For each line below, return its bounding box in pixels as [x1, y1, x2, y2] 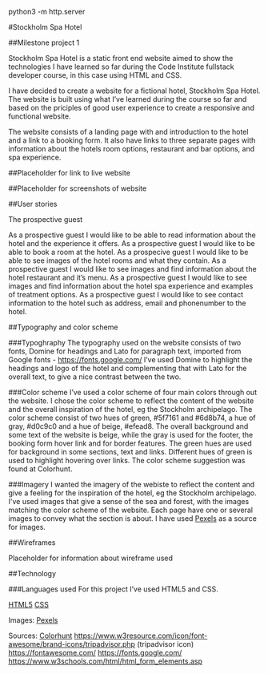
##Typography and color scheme [8, 322, 118, 332]
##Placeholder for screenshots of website [8, 184, 147, 193]
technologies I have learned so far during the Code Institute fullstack [8, 62, 234, 71]
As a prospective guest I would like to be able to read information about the [8, 230, 256, 240]
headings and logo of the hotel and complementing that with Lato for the [8, 364, 247, 373]
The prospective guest [8, 215, 83, 224]
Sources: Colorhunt [8, 631, 73, 640]
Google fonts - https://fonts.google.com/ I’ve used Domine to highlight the [8, 355, 253, 364]
